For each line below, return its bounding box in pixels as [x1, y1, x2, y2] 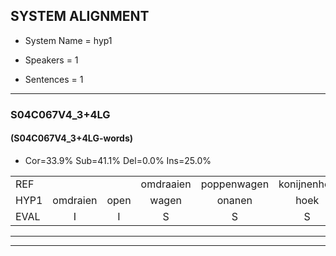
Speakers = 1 [24, 54, 79, 66]
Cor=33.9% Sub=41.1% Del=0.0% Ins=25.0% [24, 154, 212, 166]
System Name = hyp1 [24, 34, 113, 46]
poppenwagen [200, 177, 270, 191]
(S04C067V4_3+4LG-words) [10, 132, 134, 144]
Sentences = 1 [24, 73, 84, 85]
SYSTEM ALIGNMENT [10, 8, 150, 25]
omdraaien [140, 177, 192, 191]
